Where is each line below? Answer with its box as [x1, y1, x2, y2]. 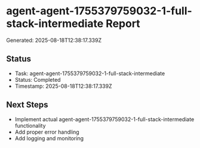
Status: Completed [14, 76, 61, 83]
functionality [14, 122, 46, 129]
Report [105, 17, 140, 30]
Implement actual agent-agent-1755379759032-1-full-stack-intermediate [14, 115, 195, 123]
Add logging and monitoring [14, 134, 84, 141]
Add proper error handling [14, 128, 79, 135]
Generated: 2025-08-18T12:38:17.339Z [6, 36, 102, 44]
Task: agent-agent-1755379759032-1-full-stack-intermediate [14, 70, 165, 77]
